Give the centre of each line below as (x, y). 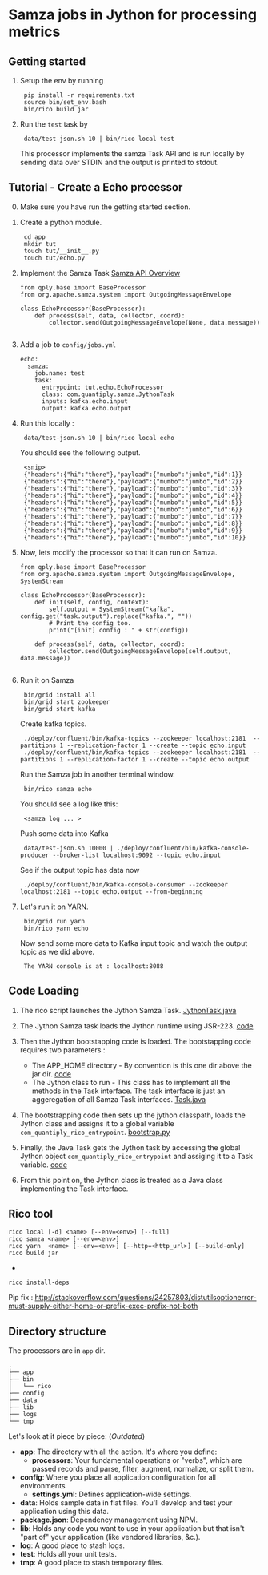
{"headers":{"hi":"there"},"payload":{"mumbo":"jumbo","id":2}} (133, 481)
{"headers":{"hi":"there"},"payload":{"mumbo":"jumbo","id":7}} (133, 516)
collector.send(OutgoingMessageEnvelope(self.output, (140, 651)
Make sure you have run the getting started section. (105, 207)
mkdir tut (40, 244)
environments (42, 1486)
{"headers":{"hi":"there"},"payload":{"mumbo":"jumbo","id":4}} (133, 495)
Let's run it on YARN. (54, 907)
